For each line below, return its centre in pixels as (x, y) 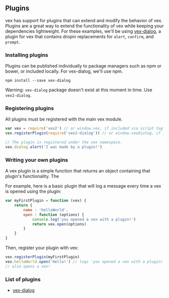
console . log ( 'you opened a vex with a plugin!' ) (84, 219)
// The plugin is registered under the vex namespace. (64, 142)
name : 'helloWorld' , (46, 210)
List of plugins (23, 279)
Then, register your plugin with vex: (42, 248)
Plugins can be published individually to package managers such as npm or (83, 66)
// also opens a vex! (28, 266)
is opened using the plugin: (33, 192)
